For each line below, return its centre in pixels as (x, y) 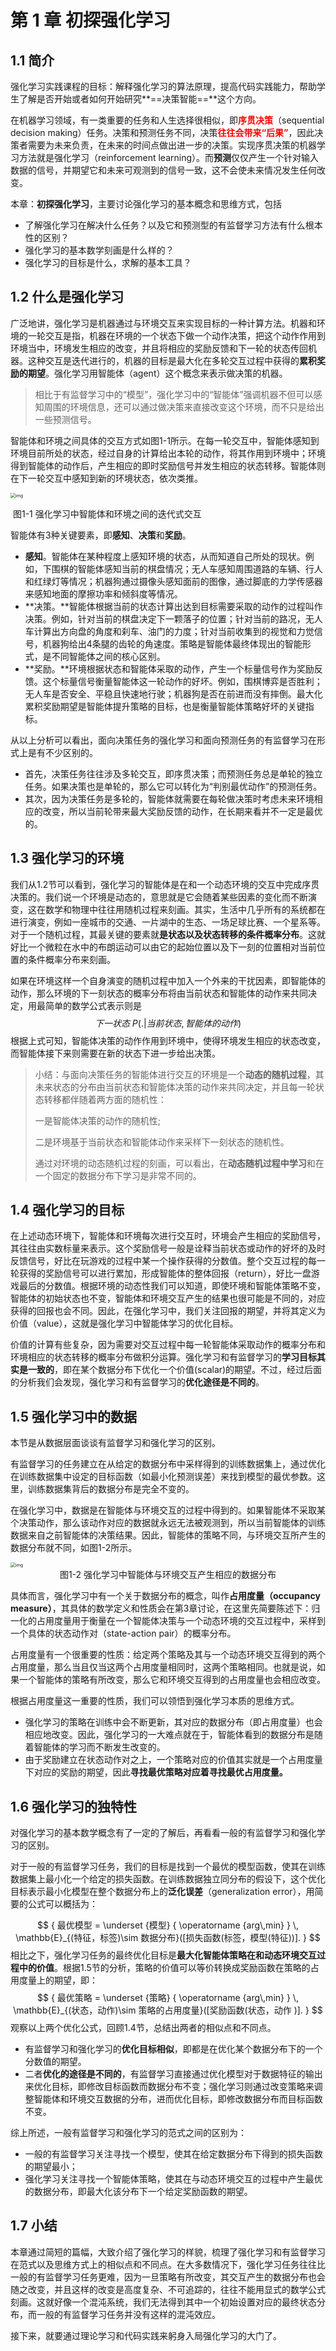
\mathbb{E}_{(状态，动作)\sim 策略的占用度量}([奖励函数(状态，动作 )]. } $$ (168, 2010)
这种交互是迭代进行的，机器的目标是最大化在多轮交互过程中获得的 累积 (172, 360)
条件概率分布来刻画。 (71, 959)
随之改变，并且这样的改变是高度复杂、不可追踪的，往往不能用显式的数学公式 (168, 2289)
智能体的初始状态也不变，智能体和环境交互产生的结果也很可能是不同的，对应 (168, 1298)
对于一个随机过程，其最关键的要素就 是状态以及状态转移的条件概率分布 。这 (163, 934)
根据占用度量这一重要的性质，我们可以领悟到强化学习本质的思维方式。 (155, 1701)
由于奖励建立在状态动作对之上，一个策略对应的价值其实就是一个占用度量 (173, 1760)
